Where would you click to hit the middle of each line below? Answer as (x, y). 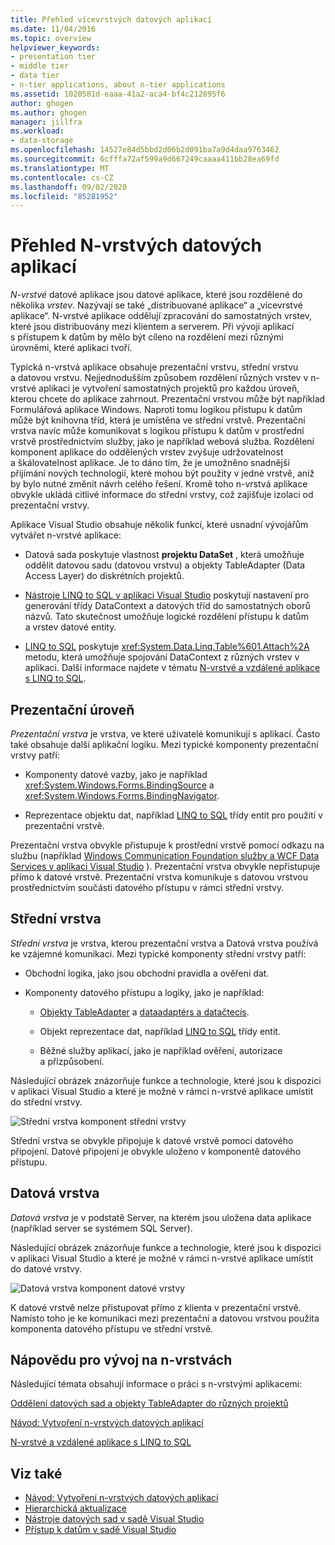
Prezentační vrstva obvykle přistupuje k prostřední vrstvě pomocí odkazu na (167, 845)
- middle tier (40, 66)
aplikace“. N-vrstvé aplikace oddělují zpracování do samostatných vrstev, (161, 316)
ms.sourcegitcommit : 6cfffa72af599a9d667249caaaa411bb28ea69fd (145, 159)
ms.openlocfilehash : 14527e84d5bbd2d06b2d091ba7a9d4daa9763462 (145, 150)
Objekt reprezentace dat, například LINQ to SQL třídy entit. (160, 1031)
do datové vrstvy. (46, 1268)
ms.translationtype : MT (60, 168)
